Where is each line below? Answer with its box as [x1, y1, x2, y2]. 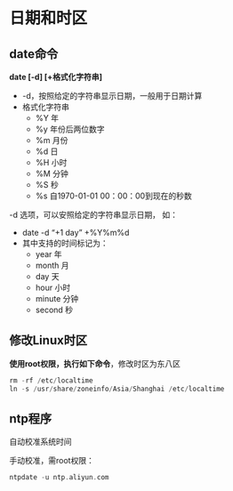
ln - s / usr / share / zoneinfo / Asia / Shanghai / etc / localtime [9, 384, 225, 393]
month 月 [35, 260, 69, 270]
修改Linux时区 [9, 333, 87, 348]
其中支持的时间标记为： [21, 237, 108, 248]
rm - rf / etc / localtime [9, 375, 93, 385]
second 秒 [35, 304, 74, 315]
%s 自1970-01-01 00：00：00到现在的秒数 [35, 190, 193, 201]
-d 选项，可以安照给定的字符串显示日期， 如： [9, 210, 178, 220]
